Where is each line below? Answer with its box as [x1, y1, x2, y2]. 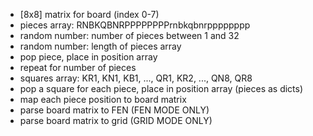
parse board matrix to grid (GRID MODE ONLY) [19, 115, 213, 126]
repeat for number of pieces [19, 62, 137, 73]
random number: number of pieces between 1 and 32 [19, 30, 240, 41]
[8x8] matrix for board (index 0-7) [19, 9, 160, 20]
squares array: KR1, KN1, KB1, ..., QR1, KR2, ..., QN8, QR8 [19, 72, 253, 84]
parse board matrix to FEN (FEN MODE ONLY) [19, 104, 210, 116]
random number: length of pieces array [19, 40, 182, 52]
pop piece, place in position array [19, 51, 158, 63]
